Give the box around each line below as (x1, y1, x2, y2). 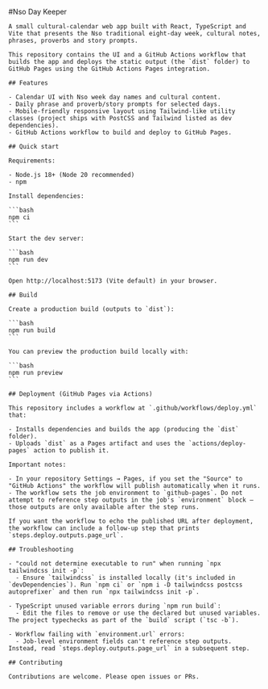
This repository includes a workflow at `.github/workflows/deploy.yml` (8, 404, 258, 412)
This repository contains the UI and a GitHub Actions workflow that (8, 51, 247, 59)
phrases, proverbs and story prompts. (8, 36, 138, 44)
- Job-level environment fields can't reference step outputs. (15, 637, 232, 645)
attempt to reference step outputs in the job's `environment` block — (8, 496, 254, 504)
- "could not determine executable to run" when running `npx (8, 560, 221, 568)
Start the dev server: (8, 234, 85, 242)
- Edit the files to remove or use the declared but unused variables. (15, 609, 262, 617)
